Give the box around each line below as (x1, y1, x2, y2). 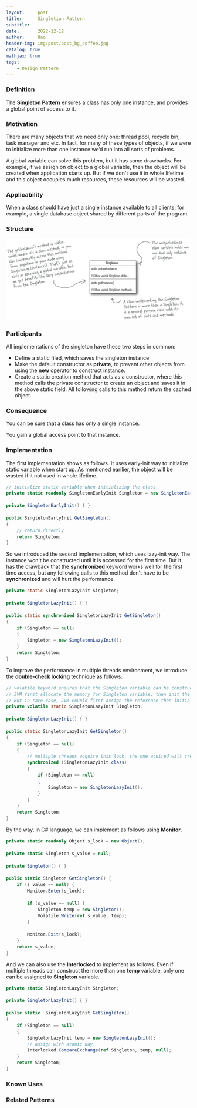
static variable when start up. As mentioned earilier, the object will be (6, 466, 173, 473)
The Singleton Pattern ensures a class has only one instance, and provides (6, 99, 188, 106)
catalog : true (6, 47, 41, 53)
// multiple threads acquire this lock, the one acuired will (27, 754, 182, 759)
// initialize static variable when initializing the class (6, 484, 157, 490)
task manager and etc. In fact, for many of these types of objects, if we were (6, 140, 191, 147)
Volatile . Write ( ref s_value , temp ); (37, 913, 127, 918)
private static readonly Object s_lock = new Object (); (6, 838, 145, 844)
